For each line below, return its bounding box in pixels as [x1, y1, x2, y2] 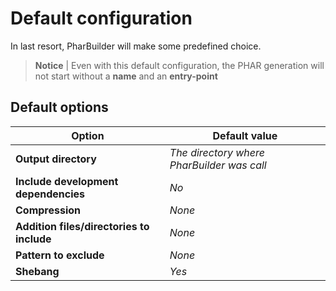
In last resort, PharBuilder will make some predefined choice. [10, 40, 262, 52]
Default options [10, 99, 109, 116]
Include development [15, 174, 119, 188]
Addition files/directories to [15, 219, 150, 233]
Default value [212, 128, 278, 142]
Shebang [15, 264, 60, 278]
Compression [15, 203, 82, 217]
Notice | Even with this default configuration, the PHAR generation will [34, 59, 325, 71]
